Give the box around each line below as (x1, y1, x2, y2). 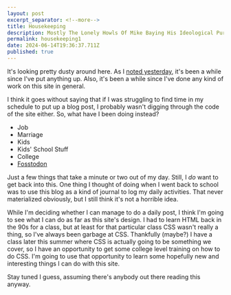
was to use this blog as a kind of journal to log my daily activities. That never (7, 187, 223, 196)
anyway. (7, 280, 31, 288)
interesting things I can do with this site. (7, 259, 120, 267)
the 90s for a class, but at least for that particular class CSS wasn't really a (7, 223, 219, 231)
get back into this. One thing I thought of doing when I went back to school (7, 180, 219, 188)
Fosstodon (16, 160, 47, 168)
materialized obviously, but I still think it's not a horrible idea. (7, 195, 179, 203)
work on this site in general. (7, 82, 86, 90)
